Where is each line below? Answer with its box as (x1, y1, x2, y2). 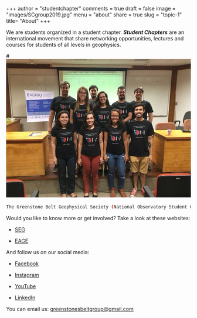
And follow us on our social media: (6, 248, 90, 255)
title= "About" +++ (6, 18, 51, 24)
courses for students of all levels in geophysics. (6, 41, 121, 48)
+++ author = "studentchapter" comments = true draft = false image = (6, 5, 176, 12)
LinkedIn (14, 294, 36, 301)
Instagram (14, 271, 39, 278)
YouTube (14, 282, 36, 289)
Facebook (14, 260, 39, 267)
